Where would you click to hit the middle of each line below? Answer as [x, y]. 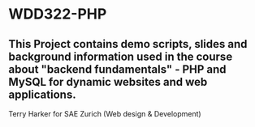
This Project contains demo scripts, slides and [128, 44]
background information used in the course [121, 56]
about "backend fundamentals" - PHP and [117, 69]
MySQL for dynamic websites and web [108, 82]
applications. [42, 94]
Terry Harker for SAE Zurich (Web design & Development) [105, 114]
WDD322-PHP [58, 14]
